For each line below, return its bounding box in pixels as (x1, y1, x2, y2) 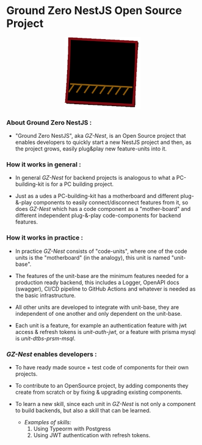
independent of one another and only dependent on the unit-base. (15, 310, 182, 317)
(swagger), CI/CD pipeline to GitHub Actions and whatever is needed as (15, 285, 196, 293)
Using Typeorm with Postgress (33, 425, 111, 432)
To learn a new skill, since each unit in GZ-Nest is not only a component (15, 400, 196, 407)
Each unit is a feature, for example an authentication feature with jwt (15, 321, 187, 329)
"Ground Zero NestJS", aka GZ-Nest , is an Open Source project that (15, 132, 186, 140)
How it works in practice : (6, 233, 84, 242)
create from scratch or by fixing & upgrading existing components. (15, 388, 183, 396)
